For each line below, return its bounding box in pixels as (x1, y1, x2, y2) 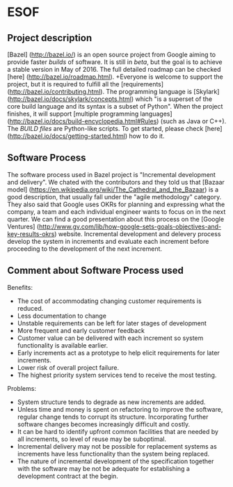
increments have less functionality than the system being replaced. (17, 449, 210, 458)
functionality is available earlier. (17, 341, 109, 349)
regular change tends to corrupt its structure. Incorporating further (17, 412, 209, 421)
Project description (7, 32, 93, 44)
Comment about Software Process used (7, 265, 184, 277)
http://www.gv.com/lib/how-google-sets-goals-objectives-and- (38, 222, 221, 231)
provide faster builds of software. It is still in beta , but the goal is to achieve (7, 58, 223, 66)
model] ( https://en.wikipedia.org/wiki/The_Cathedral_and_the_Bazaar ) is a (7, 185, 219, 194)
